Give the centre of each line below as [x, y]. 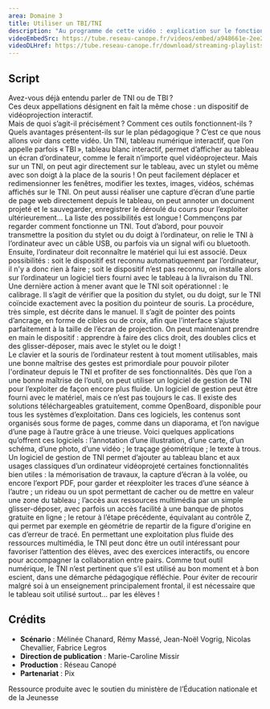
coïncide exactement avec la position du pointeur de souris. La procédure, [131, 303]
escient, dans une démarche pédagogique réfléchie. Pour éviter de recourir [133, 577]
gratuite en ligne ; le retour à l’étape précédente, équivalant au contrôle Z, [130, 517]
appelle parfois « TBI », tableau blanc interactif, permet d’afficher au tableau [134, 149]
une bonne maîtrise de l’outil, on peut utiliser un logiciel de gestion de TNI [130, 380]
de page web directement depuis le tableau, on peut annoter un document [131, 200]
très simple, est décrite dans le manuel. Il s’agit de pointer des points [122, 312]
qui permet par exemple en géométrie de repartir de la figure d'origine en [130, 525]
